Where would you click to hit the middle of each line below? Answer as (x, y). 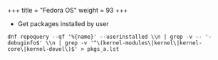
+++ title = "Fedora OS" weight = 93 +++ (68, 10)
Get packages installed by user (63, 24)
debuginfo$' (25, 43)
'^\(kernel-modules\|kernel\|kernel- (146, 43)
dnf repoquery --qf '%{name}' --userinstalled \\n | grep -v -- (105, 37)
